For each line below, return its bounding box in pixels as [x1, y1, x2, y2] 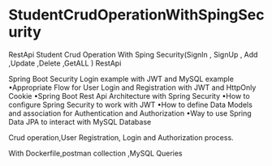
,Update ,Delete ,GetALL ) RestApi [8, 58, 122, 68]
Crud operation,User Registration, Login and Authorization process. [8, 132, 234, 143]
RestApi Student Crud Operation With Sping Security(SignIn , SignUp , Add [8, 49, 258, 59]
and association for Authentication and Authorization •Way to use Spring [8, 108, 252, 118]
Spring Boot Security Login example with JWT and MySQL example [8, 74, 234, 83]
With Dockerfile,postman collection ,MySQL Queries [8, 148, 183, 158]
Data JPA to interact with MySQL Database [8, 117, 152, 126]
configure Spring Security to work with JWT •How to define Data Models [8, 100, 253, 109]
